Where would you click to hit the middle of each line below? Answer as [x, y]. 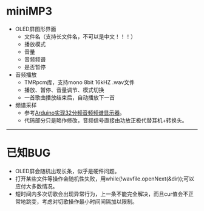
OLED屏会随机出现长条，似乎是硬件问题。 [67, 171]
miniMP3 [29, 11]
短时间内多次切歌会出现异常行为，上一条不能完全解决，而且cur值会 [99, 194]
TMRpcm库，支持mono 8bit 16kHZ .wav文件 [79, 82]
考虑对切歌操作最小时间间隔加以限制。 [90, 201]
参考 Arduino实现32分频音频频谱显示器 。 [75, 113]
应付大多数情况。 [36, 186]
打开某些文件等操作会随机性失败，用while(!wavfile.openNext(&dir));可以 [105, 179]
